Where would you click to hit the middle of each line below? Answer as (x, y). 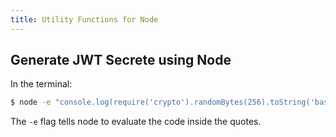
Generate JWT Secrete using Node (121, 60)
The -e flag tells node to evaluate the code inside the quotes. (136, 122)
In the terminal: (41, 84)
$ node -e (31, 102)
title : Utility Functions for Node (84, 19)
